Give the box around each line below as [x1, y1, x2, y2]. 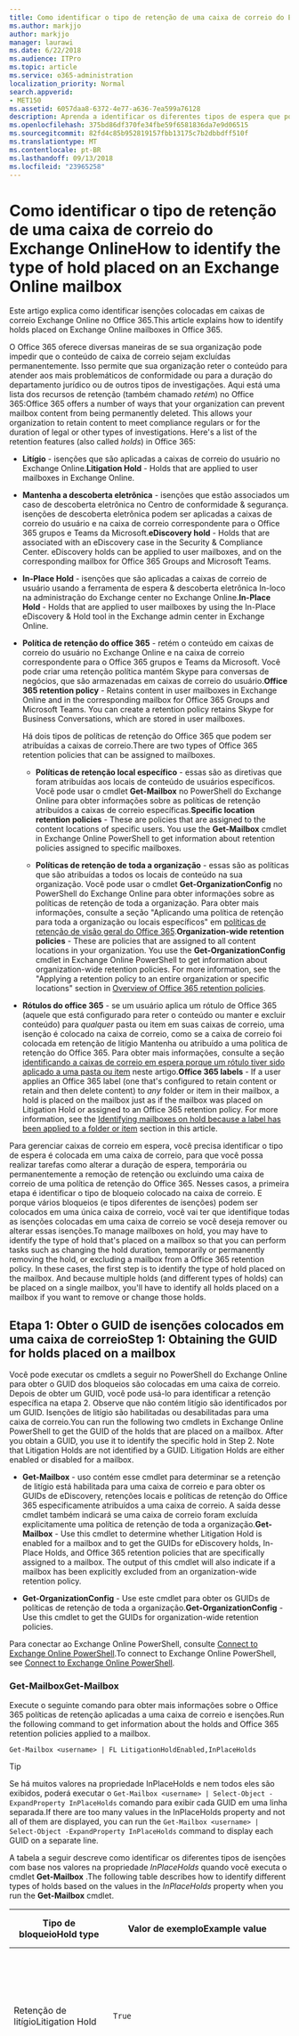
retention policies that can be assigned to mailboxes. [21, 750, 215, 761]
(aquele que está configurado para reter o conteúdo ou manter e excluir [21, 1010, 287, 1021]
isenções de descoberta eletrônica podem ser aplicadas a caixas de [21, 509, 273, 519]
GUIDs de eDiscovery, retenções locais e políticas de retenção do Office [21, 1491, 287, 1502]
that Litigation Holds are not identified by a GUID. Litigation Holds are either [9, 1445, 285, 1456]
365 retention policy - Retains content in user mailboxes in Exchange [21, 685, 278, 696]
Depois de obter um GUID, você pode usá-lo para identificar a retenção [9, 1389, 271, 1399]
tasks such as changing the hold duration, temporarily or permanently [9, 1244, 265, 1256]
